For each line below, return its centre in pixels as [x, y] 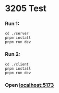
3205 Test [26, 8]
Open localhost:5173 [29, 85]
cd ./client [17, 64]
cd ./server [17, 34]
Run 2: [13, 54]
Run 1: [12, 24]
